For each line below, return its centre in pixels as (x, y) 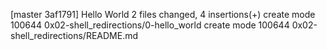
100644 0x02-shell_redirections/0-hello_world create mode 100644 (150, 25)
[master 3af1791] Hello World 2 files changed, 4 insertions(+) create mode (163, 14)
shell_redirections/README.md (74, 35)
